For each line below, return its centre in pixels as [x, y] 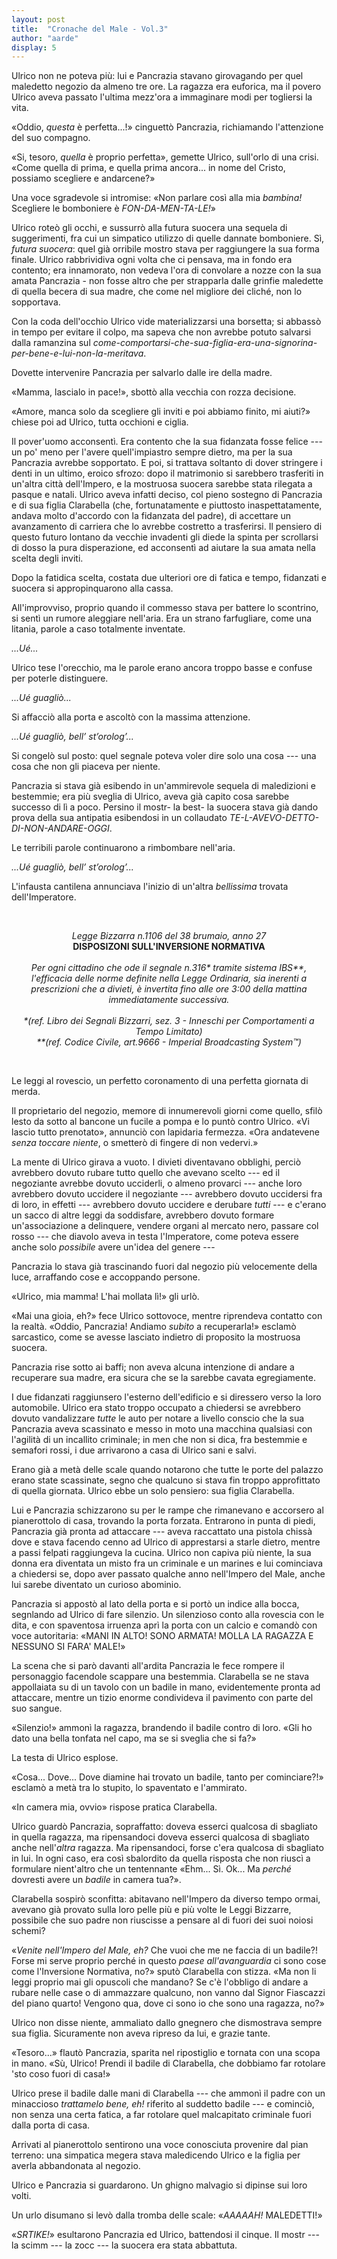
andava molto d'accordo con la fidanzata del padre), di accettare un [151, 516]
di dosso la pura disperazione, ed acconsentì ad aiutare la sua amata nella [163, 548]
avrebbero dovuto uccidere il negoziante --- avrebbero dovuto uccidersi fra [167, 1194]
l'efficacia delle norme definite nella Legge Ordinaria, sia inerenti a [169, 978]
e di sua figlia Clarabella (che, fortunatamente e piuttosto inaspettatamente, [167, 505]
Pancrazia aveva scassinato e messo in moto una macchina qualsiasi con [162, 1429]
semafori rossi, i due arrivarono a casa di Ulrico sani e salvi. [134, 1450]
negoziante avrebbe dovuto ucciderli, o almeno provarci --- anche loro [157, 1183]
